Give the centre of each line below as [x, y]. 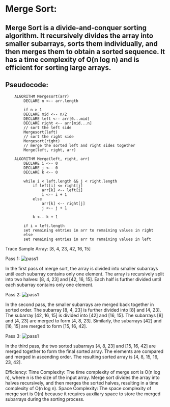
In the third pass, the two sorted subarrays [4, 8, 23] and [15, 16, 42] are [81, 346]
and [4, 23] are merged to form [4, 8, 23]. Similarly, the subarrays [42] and [83, 321]
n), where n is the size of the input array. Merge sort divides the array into [82, 377]
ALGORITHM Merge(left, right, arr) [52, 159]
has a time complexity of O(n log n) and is [72, 59]
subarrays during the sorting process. [45, 399]
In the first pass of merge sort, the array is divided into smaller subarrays [82, 269]
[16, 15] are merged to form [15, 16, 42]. [46, 326]
